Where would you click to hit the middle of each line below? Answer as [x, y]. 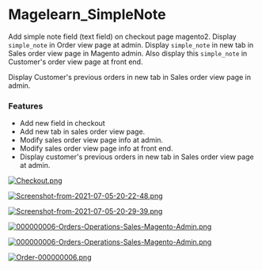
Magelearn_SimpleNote [87, 15]
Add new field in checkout [62, 124]
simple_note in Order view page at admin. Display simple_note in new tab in [131, 44]
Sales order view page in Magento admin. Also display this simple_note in [128, 53]
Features [26, 106]
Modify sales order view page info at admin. [91, 140]
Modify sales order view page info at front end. [96, 149]
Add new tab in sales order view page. [82, 131]
